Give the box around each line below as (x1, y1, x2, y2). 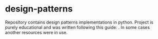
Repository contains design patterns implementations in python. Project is (5, 19, 154, 25)
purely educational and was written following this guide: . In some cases (5, 24, 150, 30)
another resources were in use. (5, 29, 68, 35)
